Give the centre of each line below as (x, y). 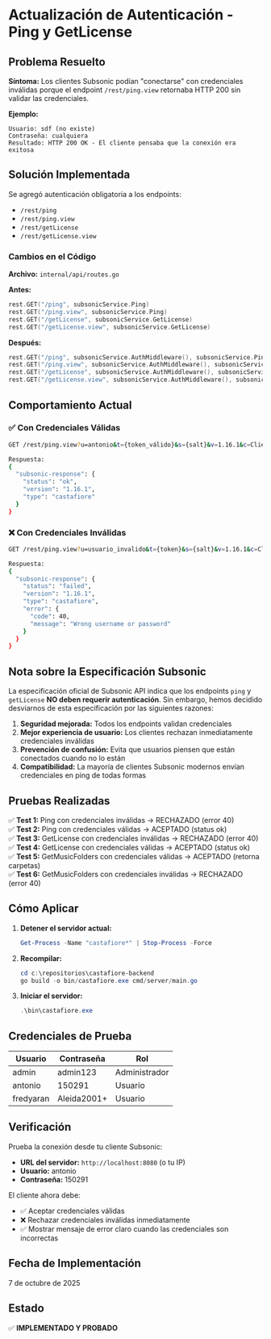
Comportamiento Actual (70, 405)
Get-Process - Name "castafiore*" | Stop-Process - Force (116, 942)
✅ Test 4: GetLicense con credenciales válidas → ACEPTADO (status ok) (129, 847)
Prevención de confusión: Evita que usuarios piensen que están (127, 749)
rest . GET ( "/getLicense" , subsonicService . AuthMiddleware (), (112, 372)
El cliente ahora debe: (44, 1195)
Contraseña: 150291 (54, 1179)
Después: (25, 342)
